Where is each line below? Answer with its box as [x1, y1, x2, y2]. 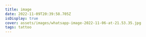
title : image [5, 7, 32, 12]
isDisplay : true [5, 16, 38, 21]
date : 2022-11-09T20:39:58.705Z [5, 12, 71, 16]
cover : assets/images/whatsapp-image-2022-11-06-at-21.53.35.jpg [5, 20, 141, 25]
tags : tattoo [5, 25, 32, 30]
